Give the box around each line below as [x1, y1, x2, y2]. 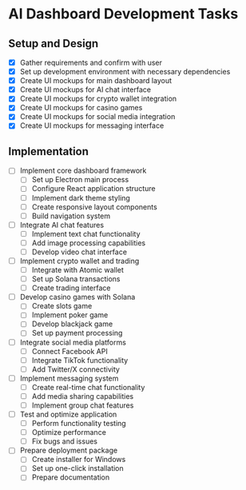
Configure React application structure [31, 184, 156, 193]
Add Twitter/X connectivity [31, 365, 120, 374]
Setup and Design [8, 37, 99, 50]
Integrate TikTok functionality [31, 355, 129, 365]
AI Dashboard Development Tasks [8, 5, 239, 23]
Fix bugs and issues [31, 436, 98, 446]
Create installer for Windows [31, 455, 126, 464]
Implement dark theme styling [31, 193, 130, 202]
